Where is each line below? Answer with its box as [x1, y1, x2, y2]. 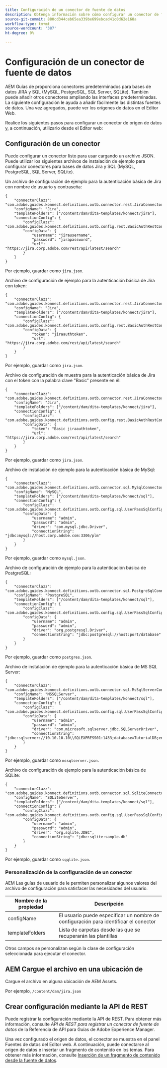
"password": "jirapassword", [31, 237, 92, 242]
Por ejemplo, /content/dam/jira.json [5, 988, 82, 994]
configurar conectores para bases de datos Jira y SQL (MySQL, [5, 163, 136, 169]
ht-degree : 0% [5, 30, 35, 35]
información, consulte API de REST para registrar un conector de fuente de [5, 1021, 159, 1027]
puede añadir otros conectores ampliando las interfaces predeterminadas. [5, 94, 158, 100]
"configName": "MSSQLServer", [14, 691, 77, 697]
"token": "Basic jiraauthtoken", [31, 426, 101, 431]
